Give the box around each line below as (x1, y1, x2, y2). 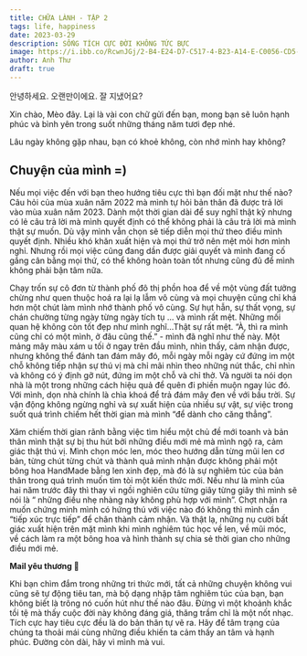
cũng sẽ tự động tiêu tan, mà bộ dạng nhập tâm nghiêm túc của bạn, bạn (9, 587, 284, 598)
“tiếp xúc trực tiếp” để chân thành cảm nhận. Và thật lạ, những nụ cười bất (9, 513, 289, 524)
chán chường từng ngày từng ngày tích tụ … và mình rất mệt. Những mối (9, 312, 281, 323)
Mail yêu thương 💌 (9, 560, 79, 571)
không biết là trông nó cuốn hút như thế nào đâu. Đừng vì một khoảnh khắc (9, 598, 292, 608)
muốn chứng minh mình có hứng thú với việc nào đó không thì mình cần (9, 503, 281, 514)
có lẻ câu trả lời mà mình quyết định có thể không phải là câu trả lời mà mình (9, 216, 297, 227)
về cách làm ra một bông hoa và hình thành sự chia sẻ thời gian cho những (9, 533, 291, 544)
